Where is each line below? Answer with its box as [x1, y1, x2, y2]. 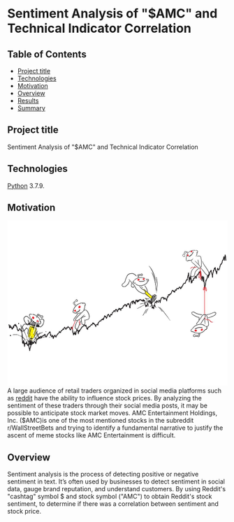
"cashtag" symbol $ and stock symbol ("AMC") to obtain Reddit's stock [7, 492, 212, 501]
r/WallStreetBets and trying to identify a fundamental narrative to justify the [7, 423, 224, 432]
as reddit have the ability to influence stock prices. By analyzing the [7, 394, 203, 403]
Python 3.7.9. [7, 181, 45, 190]
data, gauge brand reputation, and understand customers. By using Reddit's [7, 485, 226, 493]
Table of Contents [7, 48, 87, 60]
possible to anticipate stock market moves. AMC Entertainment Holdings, [7, 409, 218, 417]
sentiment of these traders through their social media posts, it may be [7, 401, 208, 410]
